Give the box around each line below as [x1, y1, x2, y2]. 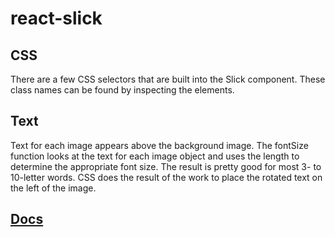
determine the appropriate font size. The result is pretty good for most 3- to [10, 160, 322, 172]
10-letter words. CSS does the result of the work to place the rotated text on [10, 171, 323, 183]
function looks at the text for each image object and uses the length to [10, 150, 300, 162]
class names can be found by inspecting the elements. [10, 84, 235, 96]
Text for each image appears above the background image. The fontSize [10, 139, 309, 151]
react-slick [10, 7, 103, 30]
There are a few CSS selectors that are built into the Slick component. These [10, 73, 326, 85]
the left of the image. [10, 182, 97, 194]
